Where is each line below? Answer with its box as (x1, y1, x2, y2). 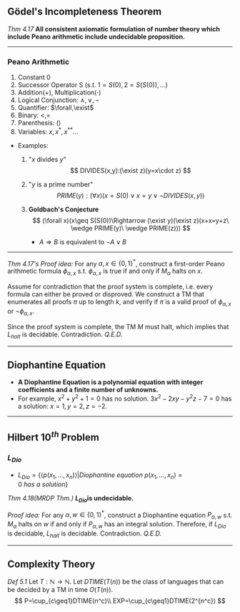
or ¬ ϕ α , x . (7, 307, 34, 317)
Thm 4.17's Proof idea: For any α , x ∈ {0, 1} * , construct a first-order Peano (7, 258, 225, 268)
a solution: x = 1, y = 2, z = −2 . (17, 402, 108, 411)
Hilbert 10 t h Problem (7, 429, 100, 443)
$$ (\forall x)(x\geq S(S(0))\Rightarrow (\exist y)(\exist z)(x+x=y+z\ (32, 216, 229, 224)
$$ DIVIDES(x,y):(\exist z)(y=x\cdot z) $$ (70, 166, 191, 174)
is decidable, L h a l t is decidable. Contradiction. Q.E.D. (7, 528, 162, 539)
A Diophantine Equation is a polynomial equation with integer (17, 378, 204, 386)
